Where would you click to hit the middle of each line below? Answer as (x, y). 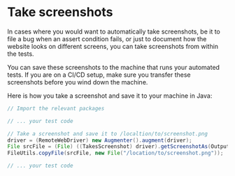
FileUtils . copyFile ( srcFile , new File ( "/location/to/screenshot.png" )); (115, 153)
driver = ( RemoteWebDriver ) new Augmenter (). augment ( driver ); (100, 140)
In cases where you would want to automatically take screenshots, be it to (114, 31)
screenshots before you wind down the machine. (78, 82)
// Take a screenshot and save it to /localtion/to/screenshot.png (108, 133)
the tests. (21, 54)
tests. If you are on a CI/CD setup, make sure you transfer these (99, 75)
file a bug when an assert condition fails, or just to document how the (107, 38)
